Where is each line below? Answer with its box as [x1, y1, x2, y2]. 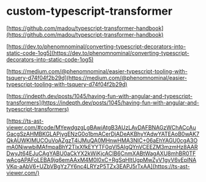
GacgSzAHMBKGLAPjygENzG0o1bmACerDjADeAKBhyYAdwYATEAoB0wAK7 [6, 130, 200, 137]
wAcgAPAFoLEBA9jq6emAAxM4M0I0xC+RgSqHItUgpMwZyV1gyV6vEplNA [6, 156, 197, 163]
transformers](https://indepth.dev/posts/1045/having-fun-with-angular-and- [6, 99, 199, 106]
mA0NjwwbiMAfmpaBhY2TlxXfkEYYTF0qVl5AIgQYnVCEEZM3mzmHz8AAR [6, 143, 198, 150]
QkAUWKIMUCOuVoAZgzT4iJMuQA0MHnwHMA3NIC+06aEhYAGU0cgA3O [6, 136, 198, 144]
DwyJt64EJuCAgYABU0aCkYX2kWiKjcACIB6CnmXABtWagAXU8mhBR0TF [6, 150, 196, 157]
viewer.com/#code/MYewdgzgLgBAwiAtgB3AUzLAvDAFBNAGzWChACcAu [6, 123, 196, 131]
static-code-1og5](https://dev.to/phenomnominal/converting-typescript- [6, 49, 189, 56]
